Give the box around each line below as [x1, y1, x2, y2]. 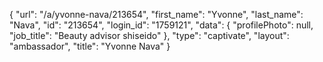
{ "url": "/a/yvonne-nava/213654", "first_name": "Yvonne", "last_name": [9, 9, 304, 20]
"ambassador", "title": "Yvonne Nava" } [9, 40, 171, 52]
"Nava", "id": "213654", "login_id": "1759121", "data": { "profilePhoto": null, [9, 19, 314, 31]
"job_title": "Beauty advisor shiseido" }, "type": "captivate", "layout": [9, 30, 290, 41]
